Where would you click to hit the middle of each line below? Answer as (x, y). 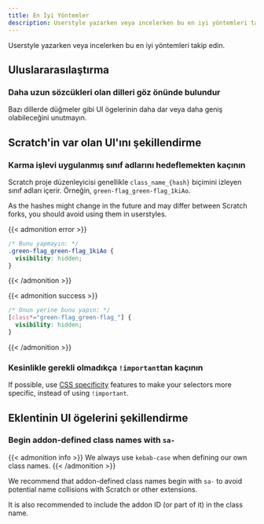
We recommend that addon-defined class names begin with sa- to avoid (125, 481)
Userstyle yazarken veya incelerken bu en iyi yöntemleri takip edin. (117, 45)
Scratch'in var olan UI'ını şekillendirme (105, 142)
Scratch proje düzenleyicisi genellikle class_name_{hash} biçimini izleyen (125, 182)
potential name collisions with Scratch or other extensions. (103, 489)
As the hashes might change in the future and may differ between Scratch (128, 205)
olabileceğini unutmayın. (48, 118)
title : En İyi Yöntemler (49, 15)
